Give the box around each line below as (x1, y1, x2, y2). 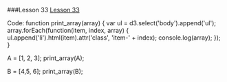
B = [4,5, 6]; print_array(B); (7, 68, 84, 75)
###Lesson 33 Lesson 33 (7, 6, 80, 14)
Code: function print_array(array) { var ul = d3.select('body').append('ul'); (7, 19, 217, 27)
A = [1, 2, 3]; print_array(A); (7, 54, 85, 62)
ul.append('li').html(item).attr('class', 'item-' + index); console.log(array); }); (7, 33, 221, 42)
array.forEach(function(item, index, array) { (7, 27, 129, 34)
